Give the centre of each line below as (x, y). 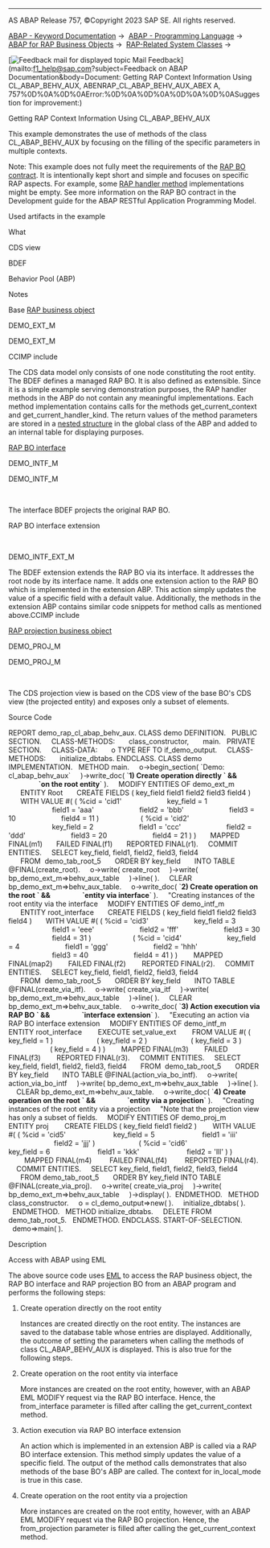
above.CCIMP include (44, 615)
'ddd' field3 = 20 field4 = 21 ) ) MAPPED (124, 835)
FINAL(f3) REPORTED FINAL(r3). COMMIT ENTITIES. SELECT (125, 1058)
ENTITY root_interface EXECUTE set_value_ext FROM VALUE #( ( (130, 1032)
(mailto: (21, 68)
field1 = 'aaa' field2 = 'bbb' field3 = (153, 810)
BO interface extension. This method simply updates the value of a (130, 1454)
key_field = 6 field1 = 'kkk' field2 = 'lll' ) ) (121, 1152)
